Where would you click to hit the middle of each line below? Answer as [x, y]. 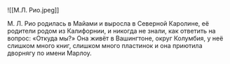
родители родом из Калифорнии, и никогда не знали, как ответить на [111, 31]
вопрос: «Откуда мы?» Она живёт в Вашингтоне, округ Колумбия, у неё [115, 38]
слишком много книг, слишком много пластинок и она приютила [105, 46]
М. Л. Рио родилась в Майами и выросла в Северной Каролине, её [108, 23]
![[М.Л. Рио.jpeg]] [33, 10]
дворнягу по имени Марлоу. [50, 53]
